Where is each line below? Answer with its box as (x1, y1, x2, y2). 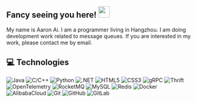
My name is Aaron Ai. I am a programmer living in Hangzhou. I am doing (6, 25, 187, 33)
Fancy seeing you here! (6, 10, 97, 20)
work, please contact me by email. (6, 39, 92, 46)
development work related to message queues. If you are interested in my (6, 32, 191, 39)
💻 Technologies (6, 57, 69, 67)
